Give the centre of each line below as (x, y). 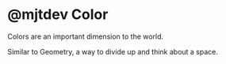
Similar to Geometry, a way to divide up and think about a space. (113, 51)
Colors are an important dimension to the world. (86, 36)
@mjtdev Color (58, 15)
